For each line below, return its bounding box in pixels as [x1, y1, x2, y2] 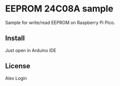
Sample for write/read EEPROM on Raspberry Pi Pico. [5, 19, 115, 25]
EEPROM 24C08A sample [5, 3, 113, 14]
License [5, 62, 30, 70]
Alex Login [5, 75, 27, 81]
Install [5, 34, 25, 42]
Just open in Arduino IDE [5, 47, 56, 53]
